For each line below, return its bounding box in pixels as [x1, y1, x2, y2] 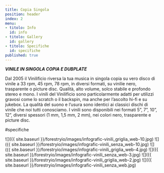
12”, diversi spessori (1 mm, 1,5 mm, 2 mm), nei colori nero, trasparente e [5, 112, 151, 118]
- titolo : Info [5, 25, 36, 30]
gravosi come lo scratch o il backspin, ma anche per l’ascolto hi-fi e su [5, 97, 147, 102]
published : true [5, 52, 38, 58]
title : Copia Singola [5, 7, 49, 12]
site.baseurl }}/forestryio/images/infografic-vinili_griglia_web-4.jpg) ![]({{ [11, 147, 159, 152]
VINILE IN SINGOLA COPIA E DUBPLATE [5, 66, 87, 72]
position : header [5, 12, 41, 17]
